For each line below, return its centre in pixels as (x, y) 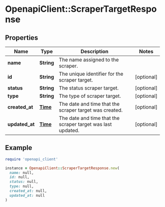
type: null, (22, 186)
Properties (22, 38)
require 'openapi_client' (31, 159)
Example (19, 148)
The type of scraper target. (90, 96)
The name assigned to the (89, 60)
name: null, (22, 173)
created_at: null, (28, 191)
